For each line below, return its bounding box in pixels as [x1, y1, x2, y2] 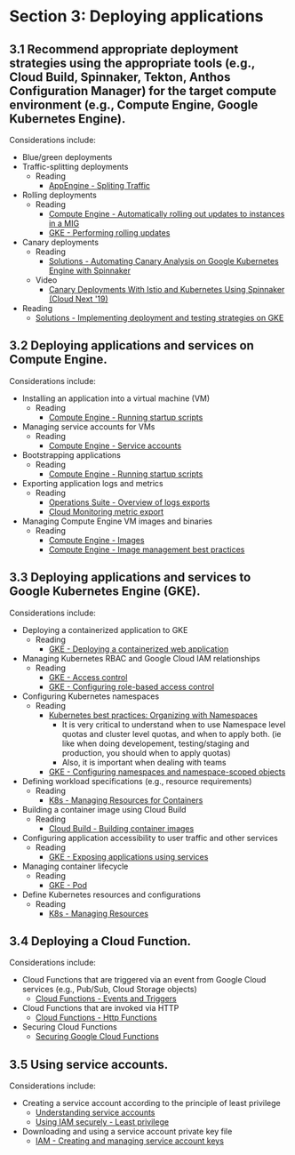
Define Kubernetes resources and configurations [21, 889, 202, 900]
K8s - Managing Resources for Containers [48, 794, 203, 806]
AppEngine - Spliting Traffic [48, 180, 151, 190]
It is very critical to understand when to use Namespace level [61, 718, 286, 730]
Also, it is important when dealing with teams [61, 757, 227, 767]
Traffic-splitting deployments [21, 162, 129, 172]
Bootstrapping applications [21, 449, 122, 460]
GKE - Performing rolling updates [48, 228, 171, 237]
